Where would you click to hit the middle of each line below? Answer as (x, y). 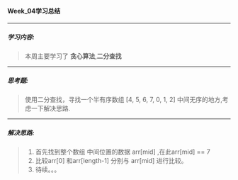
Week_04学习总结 (34, 11)
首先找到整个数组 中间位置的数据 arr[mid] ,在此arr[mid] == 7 (123, 152)
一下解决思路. (51, 108)
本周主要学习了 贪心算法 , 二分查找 (73, 56)
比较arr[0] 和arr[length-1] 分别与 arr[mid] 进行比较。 (111, 161)
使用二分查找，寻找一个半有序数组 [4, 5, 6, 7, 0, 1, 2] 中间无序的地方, (124, 100)
